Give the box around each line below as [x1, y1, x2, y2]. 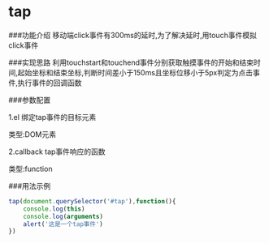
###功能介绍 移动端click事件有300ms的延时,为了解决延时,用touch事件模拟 [8, 30, 258, 40]
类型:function [8, 164, 53, 173]
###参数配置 [8, 95, 51, 104]
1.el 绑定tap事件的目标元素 [8, 112, 97, 122]
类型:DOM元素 [8, 129, 57, 139]
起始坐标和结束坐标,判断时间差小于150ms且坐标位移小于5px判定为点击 [17, 67, 254, 77]
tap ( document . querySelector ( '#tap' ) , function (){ [8, 197, 176, 205]
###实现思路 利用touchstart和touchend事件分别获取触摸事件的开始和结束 [8, 58, 254, 67]
